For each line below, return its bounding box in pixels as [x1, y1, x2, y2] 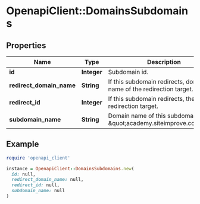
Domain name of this [108, 111, 166, 120]
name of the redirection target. [108, 85, 193, 93]
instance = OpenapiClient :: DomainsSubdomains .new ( [6, 165, 135, 171]
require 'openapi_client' [6, 155, 70, 161]
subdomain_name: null [11, 188, 65, 194]
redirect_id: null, [11, 182, 60, 188]
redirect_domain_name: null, [11, 177, 84, 183]
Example [6, 139, 39, 149]
